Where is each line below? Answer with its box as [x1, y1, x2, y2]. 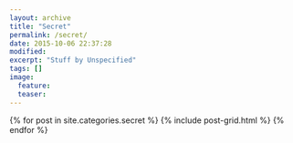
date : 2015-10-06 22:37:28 [9, 38, 112, 48]
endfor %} [9, 124, 48, 135]
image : [9, 73, 35, 82]
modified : [9, 47, 47, 56]
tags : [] [9, 65, 43, 74]
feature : [17, 81, 51, 90]
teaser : [17, 89, 47, 98]
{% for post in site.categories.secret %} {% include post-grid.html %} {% [9, 115, 285, 126]
